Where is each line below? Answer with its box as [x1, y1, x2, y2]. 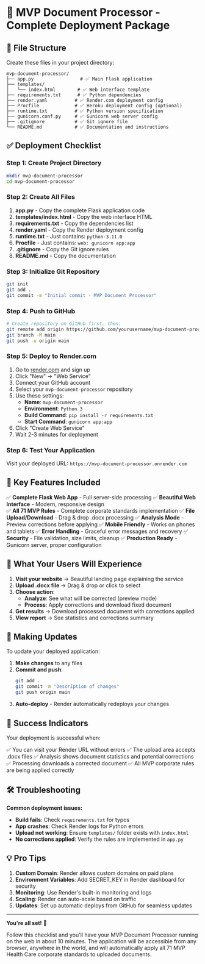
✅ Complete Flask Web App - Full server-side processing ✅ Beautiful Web [6, 493, 196, 501]
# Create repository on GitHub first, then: [6, 320, 121, 327]
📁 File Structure [6, 43, 67, 53]
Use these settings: [15, 391, 64, 399]
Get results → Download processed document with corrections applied [15, 607, 195, 615]
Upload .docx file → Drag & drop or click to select [15, 582, 141, 589]
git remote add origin [6, 326, 64, 332]
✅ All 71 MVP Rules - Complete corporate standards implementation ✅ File [6, 507, 195, 514]
